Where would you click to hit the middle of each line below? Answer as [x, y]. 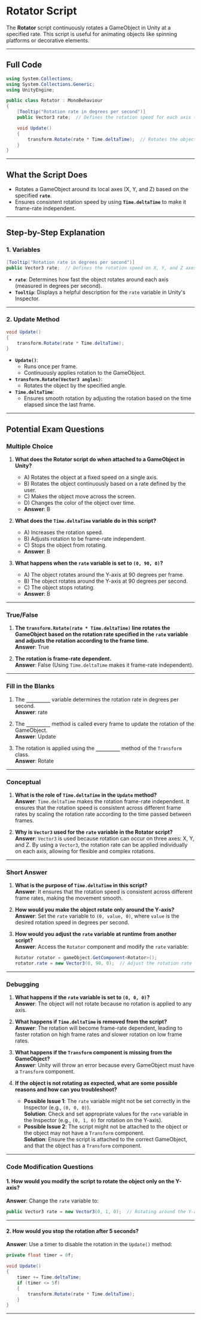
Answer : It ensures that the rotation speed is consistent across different [103, 892]
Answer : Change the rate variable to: [52, 1201]
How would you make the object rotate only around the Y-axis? [95, 910]
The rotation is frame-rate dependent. [63, 659]
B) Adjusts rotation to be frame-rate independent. [85, 538]
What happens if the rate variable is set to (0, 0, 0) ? [82, 997]
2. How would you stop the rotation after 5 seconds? [72, 1231]
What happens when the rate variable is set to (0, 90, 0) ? [89, 563]
